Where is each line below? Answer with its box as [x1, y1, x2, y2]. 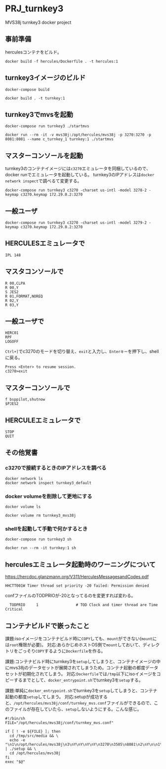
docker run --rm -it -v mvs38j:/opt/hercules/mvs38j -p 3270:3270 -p [5, 132, 152, 138]
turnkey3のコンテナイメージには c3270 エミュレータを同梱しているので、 [5, 165, 151, 171]
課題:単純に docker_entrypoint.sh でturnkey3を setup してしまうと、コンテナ [5, 687, 158, 693]
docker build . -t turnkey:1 [5, 96, 65, 101]
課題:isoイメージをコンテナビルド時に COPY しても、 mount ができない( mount [5, 635, 153, 641]
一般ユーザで [5, 317, 44, 326]
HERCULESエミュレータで [5, 239, 85, 248]
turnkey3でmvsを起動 [5, 110, 73, 119]
